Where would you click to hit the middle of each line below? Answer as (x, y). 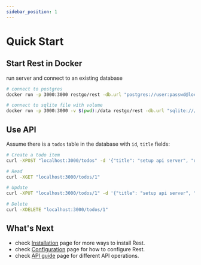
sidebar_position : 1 (32, 12)
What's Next (30, 228)
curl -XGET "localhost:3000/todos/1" (53, 177)
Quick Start (35, 41)
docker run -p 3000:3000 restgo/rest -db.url (64, 94)
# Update (17, 188)
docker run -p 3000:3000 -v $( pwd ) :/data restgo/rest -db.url (85, 111)
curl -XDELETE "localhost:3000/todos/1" (57, 210)
